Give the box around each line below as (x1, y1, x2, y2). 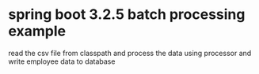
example (8, 22, 67, 40)
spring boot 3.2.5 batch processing (8, 6, 246, 24)
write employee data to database (8, 57, 116, 66)
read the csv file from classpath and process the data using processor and (8, 48, 252, 57)
